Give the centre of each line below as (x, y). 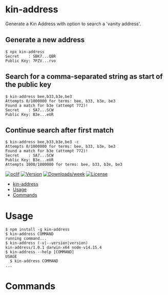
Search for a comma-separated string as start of (84, 76)
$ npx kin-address (25, 52)
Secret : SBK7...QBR (31, 56)
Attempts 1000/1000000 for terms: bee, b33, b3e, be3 (64, 165)
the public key (28, 85)
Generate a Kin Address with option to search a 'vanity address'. (73, 24)
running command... (26, 239)
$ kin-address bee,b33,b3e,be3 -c (42, 142)
